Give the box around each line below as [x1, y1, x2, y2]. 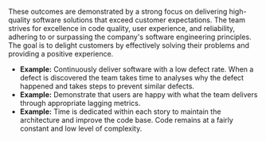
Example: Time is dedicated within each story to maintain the [19, 107, 221, 116]
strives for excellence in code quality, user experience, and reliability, [8, 24, 236, 33]
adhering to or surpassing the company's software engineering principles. [8, 32, 252, 41]
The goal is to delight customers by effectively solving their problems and [8, 41, 249, 50]
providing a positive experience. [8, 49, 114, 58]
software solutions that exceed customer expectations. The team [32, 15, 245, 25]
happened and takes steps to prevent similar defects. [19, 81, 195, 91]
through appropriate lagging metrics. [19, 99, 141, 108]
